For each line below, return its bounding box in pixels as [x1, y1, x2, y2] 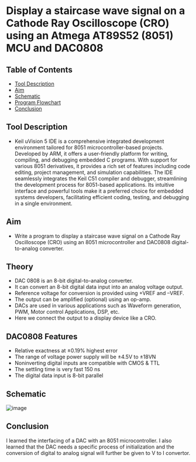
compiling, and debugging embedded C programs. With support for [14, 156, 177, 163]
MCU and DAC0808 [6, 42, 104, 55]
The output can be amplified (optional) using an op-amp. [14, 296, 152, 303]
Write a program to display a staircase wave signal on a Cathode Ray [14, 232, 180, 239]
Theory [6, 262, 34, 272]
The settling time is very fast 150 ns [14, 366, 101, 373]
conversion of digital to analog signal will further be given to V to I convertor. [6, 449, 191, 456]
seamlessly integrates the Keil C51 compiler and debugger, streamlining [14, 174, 187, 182]
